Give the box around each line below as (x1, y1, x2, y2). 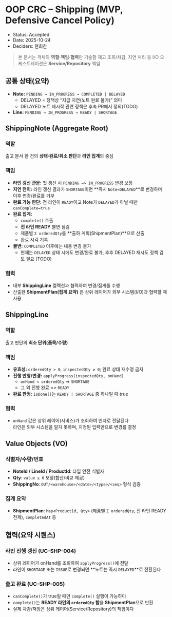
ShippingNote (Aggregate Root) (5, 124, 109, 133)
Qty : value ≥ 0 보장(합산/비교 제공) (12, 475, 85, 480)
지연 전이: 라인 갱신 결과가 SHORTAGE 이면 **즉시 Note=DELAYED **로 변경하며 (12, 186, 163, 192)
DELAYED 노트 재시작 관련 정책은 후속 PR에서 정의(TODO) (20, 103, 138, 109)
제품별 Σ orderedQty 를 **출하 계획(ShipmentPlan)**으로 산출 (20, 230, 145, 236)
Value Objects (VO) (5, 439, 68, 448)
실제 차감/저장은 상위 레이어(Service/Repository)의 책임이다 (12, 606, 134, 612)
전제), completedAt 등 (12, 514, 56, 520)
